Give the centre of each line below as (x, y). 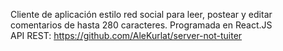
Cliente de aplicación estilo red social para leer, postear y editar (141, 14)
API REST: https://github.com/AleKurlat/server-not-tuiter (126, 35)
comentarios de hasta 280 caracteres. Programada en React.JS (141, 25)
